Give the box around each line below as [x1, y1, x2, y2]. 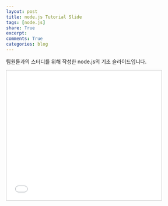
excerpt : [6, 30, 27, 36]
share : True [6, 25, 35, 31]
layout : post [6, 8, 38, 15]
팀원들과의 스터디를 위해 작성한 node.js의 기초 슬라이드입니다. [6, 58, 147, 65]
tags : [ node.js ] [6, 19, 45, 25]
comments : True [6, 36, 43, 42]
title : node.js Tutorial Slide [6, 14, 82, 20]
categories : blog [6, 42, 48, 47]
